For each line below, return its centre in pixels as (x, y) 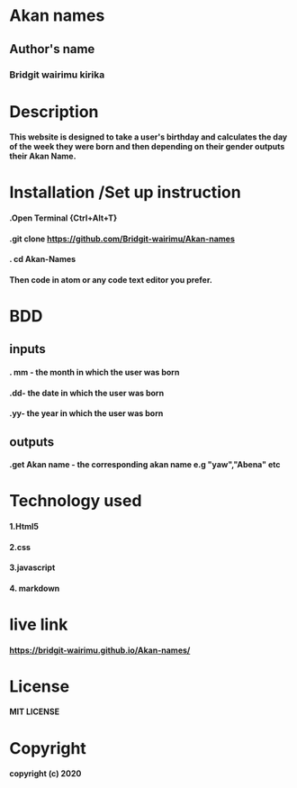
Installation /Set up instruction (125, 192)
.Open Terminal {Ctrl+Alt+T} (63, 218)
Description (54, 111)
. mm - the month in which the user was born (94, 372)
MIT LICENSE (35, 711)
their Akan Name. (43, 156)
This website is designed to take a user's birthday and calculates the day (148, 137)
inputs (28, 349)
